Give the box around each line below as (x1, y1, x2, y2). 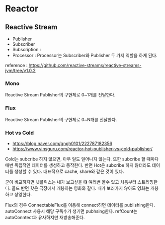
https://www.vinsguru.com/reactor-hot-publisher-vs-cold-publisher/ (12, 146, 153, 151)
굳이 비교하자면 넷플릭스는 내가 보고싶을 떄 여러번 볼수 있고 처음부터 (5, 179, 137, 185)
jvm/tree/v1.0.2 (5, 68, 36, 74)
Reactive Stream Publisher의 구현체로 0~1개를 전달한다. (5, 92, 116, 98)
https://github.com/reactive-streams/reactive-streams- (28, 63, 142, 68)
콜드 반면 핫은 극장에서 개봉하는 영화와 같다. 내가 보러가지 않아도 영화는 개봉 (11, 185, 159, 191)
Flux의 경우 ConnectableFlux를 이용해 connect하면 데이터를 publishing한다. (5, 202, 155, 208)
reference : (5, 63, 28, 68)
